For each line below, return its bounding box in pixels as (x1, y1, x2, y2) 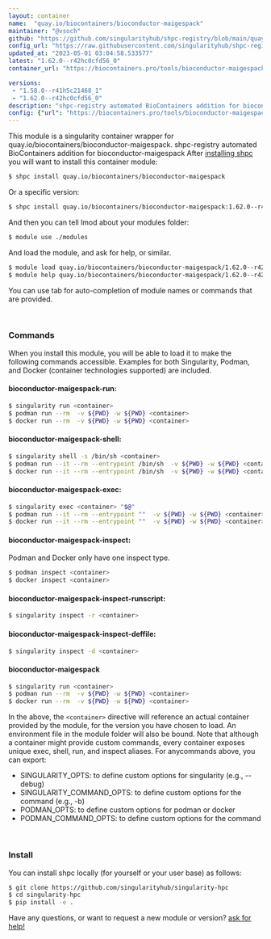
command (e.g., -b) (19, 797, 85, 806)
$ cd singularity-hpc (8, 891, 81, 899)
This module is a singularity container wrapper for (8, 131, 174, 141)
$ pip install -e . (8, 899, 74, 907)
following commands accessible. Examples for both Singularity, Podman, (8, 356, 250, 366)
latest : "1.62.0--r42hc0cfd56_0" (8, 57, 121, 65)
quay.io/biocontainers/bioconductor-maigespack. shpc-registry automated (8, 140, 257, 149)
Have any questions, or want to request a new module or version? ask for (8, 913, 252, 923)
